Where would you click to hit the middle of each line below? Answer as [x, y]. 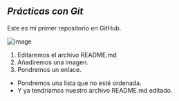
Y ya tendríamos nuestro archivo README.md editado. [95, 90]
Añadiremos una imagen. [53, 62]
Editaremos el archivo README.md [67, 55]
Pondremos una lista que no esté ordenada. [79, 83]
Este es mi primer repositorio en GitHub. [64, 28]
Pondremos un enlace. [49, 69]
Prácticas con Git [45, 11]
